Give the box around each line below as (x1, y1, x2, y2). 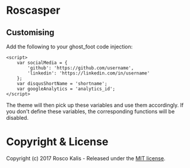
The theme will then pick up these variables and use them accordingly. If (6, 102, 184, 108)
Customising (6, 27, 55, 38)
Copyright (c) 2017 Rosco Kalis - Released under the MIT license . (6, 154, 166, 161)
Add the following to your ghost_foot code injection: (6, 43, 133, 50)
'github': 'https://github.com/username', (27, 65, 134, 71)
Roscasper (6, 4, 61, 17)
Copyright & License (6, 135, 109, 149)
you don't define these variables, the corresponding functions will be (6, 108, 175, 115)
